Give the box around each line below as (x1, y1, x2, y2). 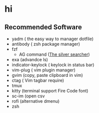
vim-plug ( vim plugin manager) (11, 67, 75, 73)
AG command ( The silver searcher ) (19, 51, 90, 57)
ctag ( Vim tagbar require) (11, 77, 64, 83)
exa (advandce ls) (11, 57, 49, 62)
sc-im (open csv (11, 93, 45, 99)
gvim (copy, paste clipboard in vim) (11, 72, 83, 78)
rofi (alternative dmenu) (11, 98, 60, 104)
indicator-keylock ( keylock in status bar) (11, 62, 95, 68)
